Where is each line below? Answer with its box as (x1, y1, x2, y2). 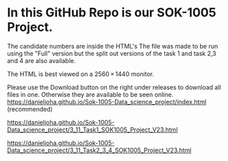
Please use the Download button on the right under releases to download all (7, 83, 221, 91)
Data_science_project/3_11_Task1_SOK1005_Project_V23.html (7, 125, 178, 134)
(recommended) (7, 105, 53, 113)
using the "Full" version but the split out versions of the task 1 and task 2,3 (7, 49, 217, 58)
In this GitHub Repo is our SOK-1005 (7, 5, 217, 21)
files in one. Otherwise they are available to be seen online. (7, 90, 174, 99)
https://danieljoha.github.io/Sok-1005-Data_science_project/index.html (7, 97, 207, 106)
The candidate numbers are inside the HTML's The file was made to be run (7, 42, 218, 50)
